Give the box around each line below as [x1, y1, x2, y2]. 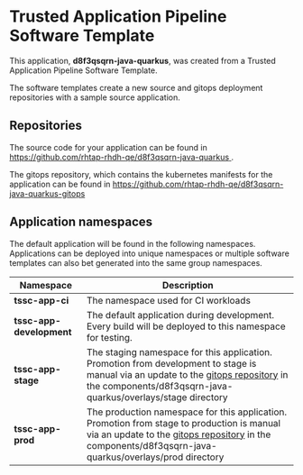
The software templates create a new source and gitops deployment [9, 82, 263, 93]
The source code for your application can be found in [9, 142, 207, 152]
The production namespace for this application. [86, 406, 288, 418]
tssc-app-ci [14, 294, 69, 306]
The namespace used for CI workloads [86, 294, 251, 306]
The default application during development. [86, 308, 275, 321]
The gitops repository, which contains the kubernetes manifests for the [9, 169, 273, 179]
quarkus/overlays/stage [86, 390, 188, 403]
